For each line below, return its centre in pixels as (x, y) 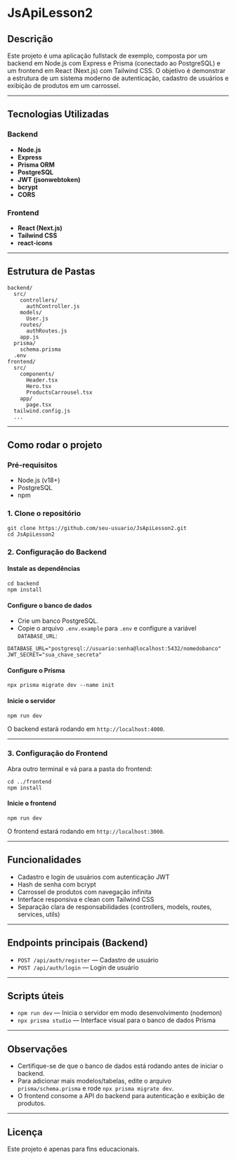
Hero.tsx (39, 386)
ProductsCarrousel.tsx (59, 392)
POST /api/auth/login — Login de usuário (78, 967)
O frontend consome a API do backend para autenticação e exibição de (121, 1096)
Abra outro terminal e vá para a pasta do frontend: (80, 768)
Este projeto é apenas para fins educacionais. (73, 1149)
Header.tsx (42, 380)
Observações (38, 1049)
